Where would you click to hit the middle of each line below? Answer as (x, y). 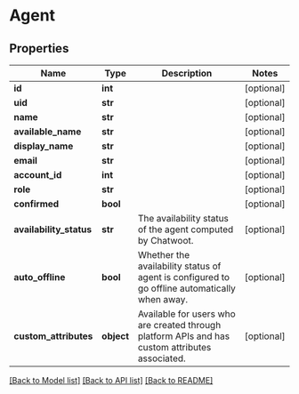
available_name (48, 132)
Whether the (164, 255)
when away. (163, 299)
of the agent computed (186, 229)
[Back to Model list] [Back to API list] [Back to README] (111, 380)
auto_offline (40, 277)
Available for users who (186, 314)
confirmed (36, 204)
